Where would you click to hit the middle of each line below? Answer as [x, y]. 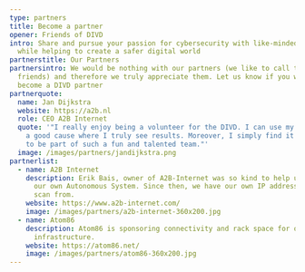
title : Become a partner [56, 26]
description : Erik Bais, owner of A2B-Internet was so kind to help [158, 178]
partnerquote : [36, 93]
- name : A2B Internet [59, 170]
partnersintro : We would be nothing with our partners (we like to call [150, 69]
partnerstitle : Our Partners [64, 60]
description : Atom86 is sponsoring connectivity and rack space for [158, 228]
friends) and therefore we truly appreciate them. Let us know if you [154, 77]
